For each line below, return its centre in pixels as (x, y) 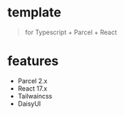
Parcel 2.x (32, 81)
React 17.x (32, 88)
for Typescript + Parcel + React (71, 32)
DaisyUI (29, 104)
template (35, 12)
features (33, 61)
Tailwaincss (35, 96)
